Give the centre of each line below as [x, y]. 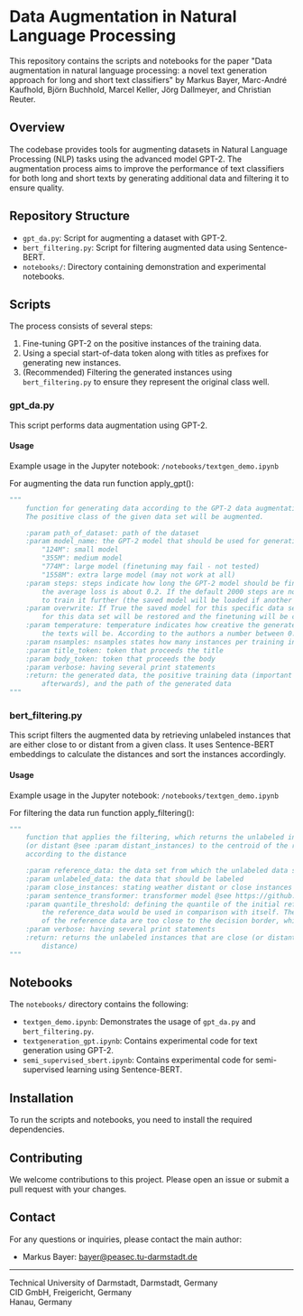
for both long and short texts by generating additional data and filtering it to [149, 178]
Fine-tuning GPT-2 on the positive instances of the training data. [142, 344]
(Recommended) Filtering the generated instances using [127, 373]
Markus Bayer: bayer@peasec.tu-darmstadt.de [110, 1256]
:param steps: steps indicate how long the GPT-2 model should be [153, 583]
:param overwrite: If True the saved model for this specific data [155, 608]
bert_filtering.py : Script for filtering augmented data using [134, 247]
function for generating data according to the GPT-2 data [139, 508]
